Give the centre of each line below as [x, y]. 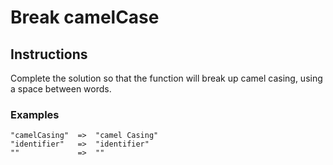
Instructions [49, 54]
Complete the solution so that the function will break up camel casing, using [166, 78]
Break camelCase [85, 17]
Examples [35, 114]
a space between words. [61, 89]
